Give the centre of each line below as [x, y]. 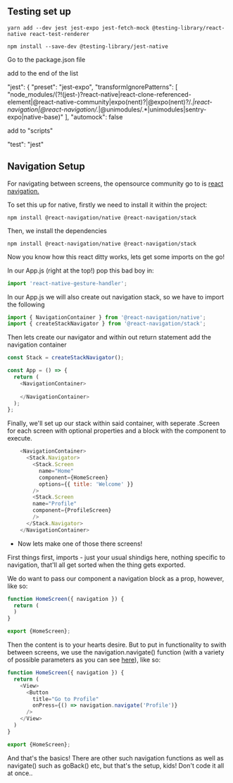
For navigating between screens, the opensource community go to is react [115, 184]
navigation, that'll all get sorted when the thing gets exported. [96, 565]
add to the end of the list [43, 73]
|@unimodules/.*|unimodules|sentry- [152, 109]
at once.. [20, 773]
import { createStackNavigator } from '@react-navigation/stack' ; [107, 324]
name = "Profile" [55, 504]
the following [26, 304]
